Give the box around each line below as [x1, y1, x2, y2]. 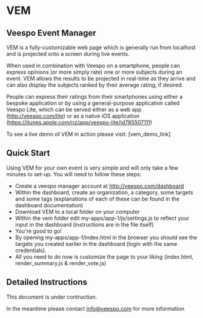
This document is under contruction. [6, 293, 98, 300]
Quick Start [6, 148, 50, 158]
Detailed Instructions [6, 277, 88, 288]
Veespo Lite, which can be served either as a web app [6, 106, 142, 113]
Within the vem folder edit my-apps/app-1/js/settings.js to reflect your [15, 214, 190, 222]
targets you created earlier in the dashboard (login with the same [15, 240, 178, 247]
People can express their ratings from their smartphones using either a [6, 93, 183, 100]
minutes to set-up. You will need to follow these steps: [6, 170, 142, 177]
